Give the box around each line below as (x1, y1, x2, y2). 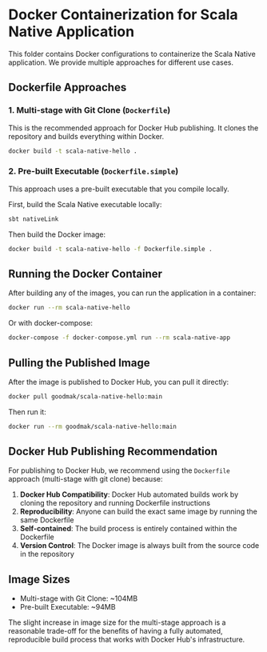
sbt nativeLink (8, 214, 59, 223)
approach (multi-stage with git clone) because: (8, 474, 163, 484)
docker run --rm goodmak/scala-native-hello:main (8, 422, 177, 430)
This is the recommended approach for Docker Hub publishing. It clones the (8, 122, 259, 133)
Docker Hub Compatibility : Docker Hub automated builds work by (19, 490, 239, 499)
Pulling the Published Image (8, 356, 150, 370)
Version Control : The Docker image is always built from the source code (19, 541, 260, 550)
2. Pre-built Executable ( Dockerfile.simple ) (8, 166, 179, 177)
